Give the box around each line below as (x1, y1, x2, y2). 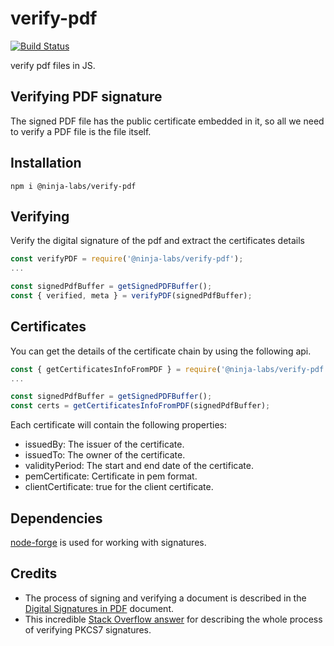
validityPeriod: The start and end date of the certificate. (24, 460, 254, 472)
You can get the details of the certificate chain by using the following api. (10, 345, 312, 357)
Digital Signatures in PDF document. (24, 602, 174, 614)
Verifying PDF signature (10, 88, 163, 106)
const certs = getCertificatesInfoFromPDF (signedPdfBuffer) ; (10, 401, 271, 411)
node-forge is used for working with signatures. (10, 537, 207, 548)
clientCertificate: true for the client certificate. (24, 481, 214, 493)
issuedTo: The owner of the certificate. (24, 449, 186, 461)
